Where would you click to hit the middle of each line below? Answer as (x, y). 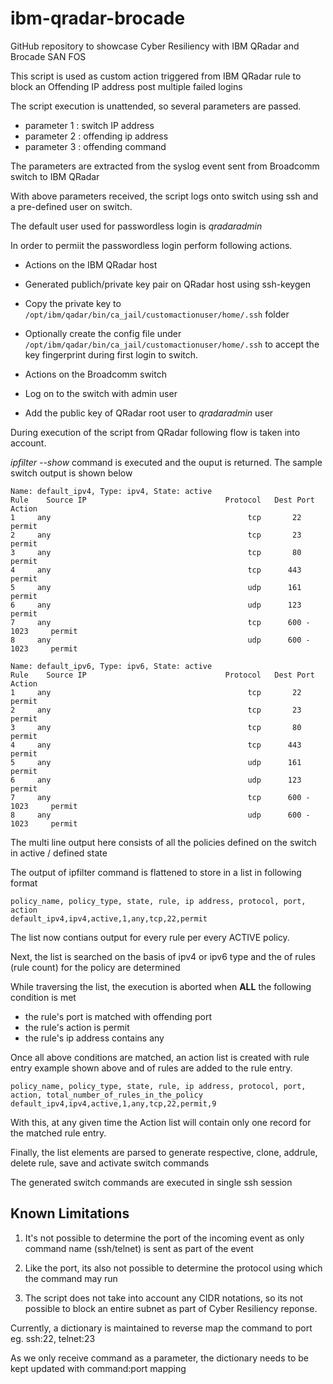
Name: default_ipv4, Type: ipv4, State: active (111, 491)
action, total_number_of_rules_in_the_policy (106, 1095)
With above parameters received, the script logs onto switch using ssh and (164, 196)
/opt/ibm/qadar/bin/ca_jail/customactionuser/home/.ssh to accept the (172, 344)
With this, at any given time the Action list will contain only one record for (161, 1122)
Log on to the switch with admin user (101, 393)
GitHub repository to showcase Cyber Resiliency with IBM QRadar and (155, 46)
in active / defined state (59, 853)
